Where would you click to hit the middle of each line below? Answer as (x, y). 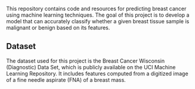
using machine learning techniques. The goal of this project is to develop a (98, 15)
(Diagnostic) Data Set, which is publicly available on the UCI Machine (91, 67)
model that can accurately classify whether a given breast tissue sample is (98, 21)
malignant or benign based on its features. (58, 27)
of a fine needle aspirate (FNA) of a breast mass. (66, 79)
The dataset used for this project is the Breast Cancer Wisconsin (86, 61)
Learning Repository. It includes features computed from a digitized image (97, 73)
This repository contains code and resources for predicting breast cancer (96, 9)
